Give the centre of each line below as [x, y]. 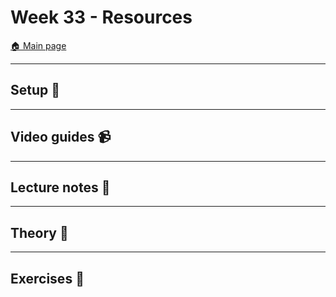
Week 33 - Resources [101, 17]
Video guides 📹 [61, 137]
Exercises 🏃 [47, 278]
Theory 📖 [39, 232]
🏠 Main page [38, 45]
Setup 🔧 [35, 90]
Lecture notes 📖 [60, 187]
